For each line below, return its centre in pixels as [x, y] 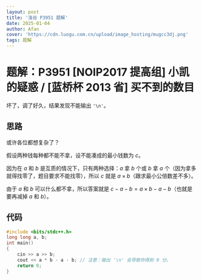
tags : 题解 [19, 40]
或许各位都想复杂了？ [33, 142]
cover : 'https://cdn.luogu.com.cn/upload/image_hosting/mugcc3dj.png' [97, 35]
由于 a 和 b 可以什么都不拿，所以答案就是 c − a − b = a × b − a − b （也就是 [99, 189]
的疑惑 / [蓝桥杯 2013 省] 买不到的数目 [100, 87]
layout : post [23, 12]
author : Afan [23, 29]
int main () [20, 243]
